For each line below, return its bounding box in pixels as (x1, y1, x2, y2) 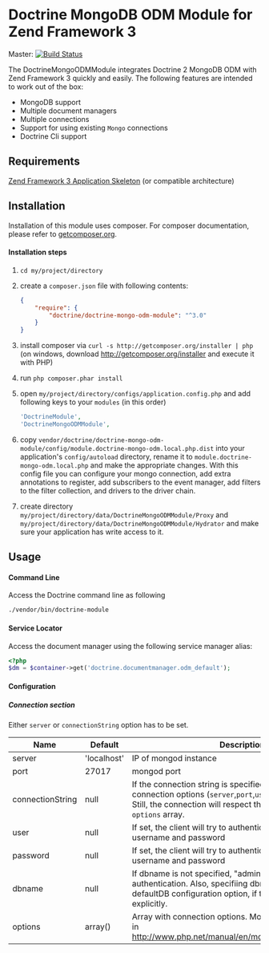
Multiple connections (19, 114, 90, 124)
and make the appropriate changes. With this (90, 460, 239, 470)
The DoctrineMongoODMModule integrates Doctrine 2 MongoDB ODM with (8, 64, 258, 74)
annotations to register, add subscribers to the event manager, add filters (19, 477, 262, 487)
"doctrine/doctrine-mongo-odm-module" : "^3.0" (49, 311, 207, 319)
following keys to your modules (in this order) (19, 397, 167, 407)
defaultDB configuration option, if (131, 888, 258, 899)
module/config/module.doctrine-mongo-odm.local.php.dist (19, 444, 215, 452)
